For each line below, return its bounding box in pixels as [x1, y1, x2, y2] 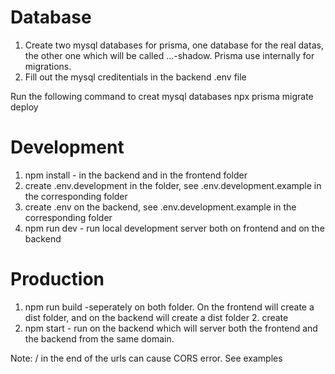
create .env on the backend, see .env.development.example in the [24, 201, 297, 213]
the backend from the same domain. [24, 332, 175, 345]
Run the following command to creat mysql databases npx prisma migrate [10, 90, 314, 102]
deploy [10, 101, 39, 113]
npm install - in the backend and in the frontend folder [24, 169, 248, 181]
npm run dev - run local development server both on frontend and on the [24, 222, 325, 234]
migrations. [24, 60, 72, 72]
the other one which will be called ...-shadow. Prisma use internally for [24, 49, 315, 61]
